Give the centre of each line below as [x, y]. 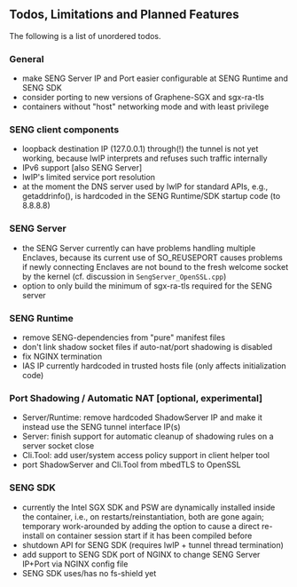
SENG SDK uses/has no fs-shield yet [89, 573]
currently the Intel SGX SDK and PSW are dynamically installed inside [148, 507]
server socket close [58, 446]
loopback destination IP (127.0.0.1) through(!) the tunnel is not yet [140, 149]
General [27, 59]
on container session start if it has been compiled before [149, 535]
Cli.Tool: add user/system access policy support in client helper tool [146, 456]
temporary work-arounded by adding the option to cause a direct [141, 526]
